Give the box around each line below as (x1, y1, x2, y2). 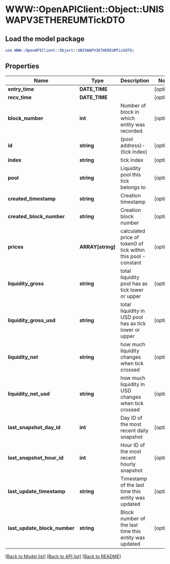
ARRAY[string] (79, 243, 116, 250)
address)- (120, 142, 145, 149)
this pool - (120, 252, 146, 259)
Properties (5, 62, 39, 70)
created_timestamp (8, 195, 56, 202)
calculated (120, 227, 146, 234)
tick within (120, 246, 145, 253)
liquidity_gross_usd (8, 317, 56, 324)
